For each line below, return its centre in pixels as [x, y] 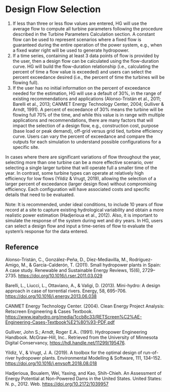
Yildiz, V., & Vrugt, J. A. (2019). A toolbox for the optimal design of [74, 352]
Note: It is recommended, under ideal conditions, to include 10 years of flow [84, 204]
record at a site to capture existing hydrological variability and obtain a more [84, 210]
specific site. [26, 147]
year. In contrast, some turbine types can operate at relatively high [75, 173]
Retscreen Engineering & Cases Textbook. [49, 311]
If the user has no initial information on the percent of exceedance [81, 88]
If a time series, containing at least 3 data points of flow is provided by [86, 55]
